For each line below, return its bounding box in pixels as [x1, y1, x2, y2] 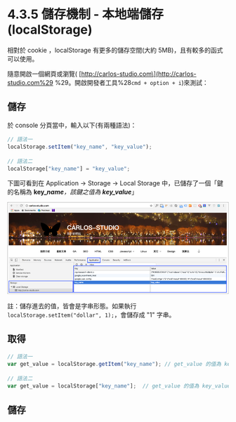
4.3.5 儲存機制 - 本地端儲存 [7, 6, 164, 22]
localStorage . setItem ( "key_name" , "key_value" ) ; [7, 143, 152, 150]
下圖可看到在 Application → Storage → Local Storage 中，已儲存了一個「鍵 [7, 179, 223, 187]
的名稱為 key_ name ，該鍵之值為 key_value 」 [7, 187, 138, 197]
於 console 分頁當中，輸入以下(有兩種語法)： [7, 121, 137, 129]
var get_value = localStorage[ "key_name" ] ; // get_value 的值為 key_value [7, 383, 231, 390]
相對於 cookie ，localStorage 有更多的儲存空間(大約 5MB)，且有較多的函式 [7, 46, 223, 54]
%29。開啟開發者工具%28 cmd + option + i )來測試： [55, 78, 209, 86]
